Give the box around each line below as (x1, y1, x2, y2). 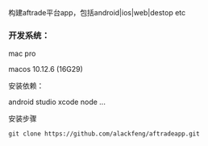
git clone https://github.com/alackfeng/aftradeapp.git (8, 130, 200, 138)
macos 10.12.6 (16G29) (8, 65, 83, 74)
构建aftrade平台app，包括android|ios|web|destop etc (8, 8, 186, 17)
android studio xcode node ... (8, 97, 106, 107)
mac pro (8, 48, 36, 59)
